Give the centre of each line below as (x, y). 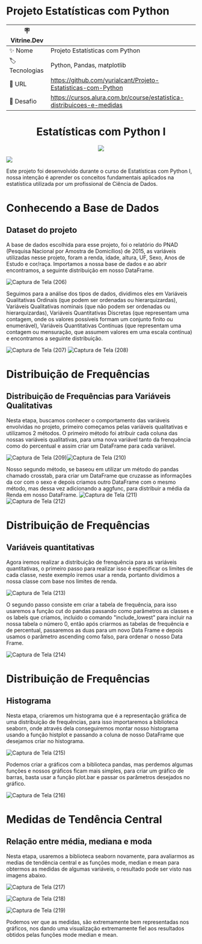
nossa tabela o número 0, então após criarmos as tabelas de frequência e (98, 623)
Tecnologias (26, 70)
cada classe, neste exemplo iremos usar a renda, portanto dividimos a (93, 575)
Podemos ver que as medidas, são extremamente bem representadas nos (98, 922)
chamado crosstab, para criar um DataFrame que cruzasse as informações (99, 475)
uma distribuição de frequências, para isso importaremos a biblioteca (92, 722)
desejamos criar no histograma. (45, 741)
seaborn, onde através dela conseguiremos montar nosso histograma (92, 728)
